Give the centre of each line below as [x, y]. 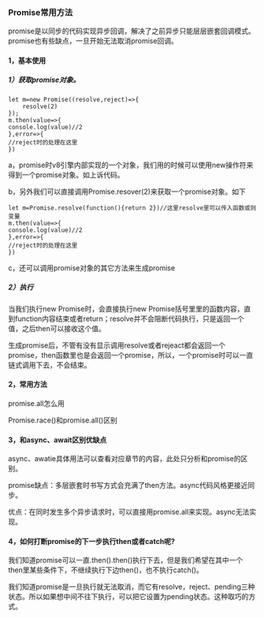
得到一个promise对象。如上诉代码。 [66, 174]
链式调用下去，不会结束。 [50, 365]
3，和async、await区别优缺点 [58, 440]
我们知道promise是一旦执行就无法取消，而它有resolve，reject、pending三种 [132, 587]
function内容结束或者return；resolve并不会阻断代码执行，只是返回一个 [129, 318]
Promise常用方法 [41, 12]
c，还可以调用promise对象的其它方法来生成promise [92, 268]
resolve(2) [40, 106]
